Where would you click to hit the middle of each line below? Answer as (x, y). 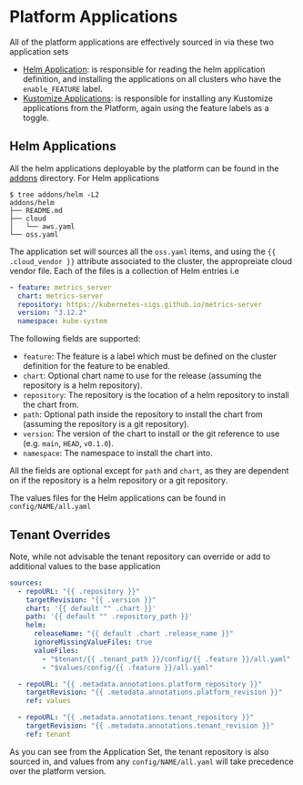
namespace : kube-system (62, 321)
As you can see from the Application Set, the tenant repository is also (139, 751)
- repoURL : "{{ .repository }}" (79, 591)
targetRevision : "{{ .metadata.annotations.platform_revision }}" (154, 693)
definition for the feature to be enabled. (96, 366)
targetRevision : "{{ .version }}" (91, 600)
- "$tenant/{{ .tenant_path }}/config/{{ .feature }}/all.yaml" (167, 659)
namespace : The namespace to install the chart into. (117, 454)
